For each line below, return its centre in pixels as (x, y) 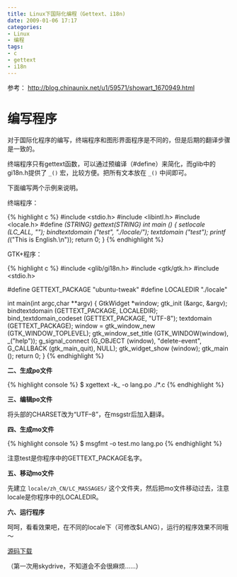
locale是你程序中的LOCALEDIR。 (55, 497)
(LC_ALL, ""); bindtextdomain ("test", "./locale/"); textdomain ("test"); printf (117, 232)
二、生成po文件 (30, 370)
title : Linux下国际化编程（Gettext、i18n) (67, 14)
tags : (15, 47)
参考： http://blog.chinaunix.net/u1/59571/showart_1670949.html (101, 87)
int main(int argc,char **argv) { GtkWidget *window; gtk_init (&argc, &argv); (117, 303)
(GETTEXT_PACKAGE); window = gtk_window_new (81, 326)
